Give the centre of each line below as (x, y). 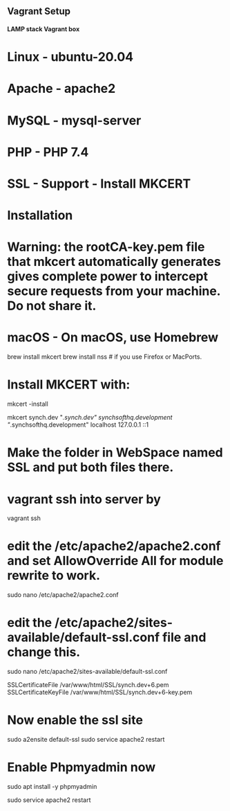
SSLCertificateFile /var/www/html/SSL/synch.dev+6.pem (88, 685)
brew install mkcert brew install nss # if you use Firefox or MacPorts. (105, 357)
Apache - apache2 (61, 89)
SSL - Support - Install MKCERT (99, 184)
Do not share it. (52, 306)
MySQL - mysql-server (74, 120)
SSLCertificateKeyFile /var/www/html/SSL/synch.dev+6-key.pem (100, 693)
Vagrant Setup (39, 11)
